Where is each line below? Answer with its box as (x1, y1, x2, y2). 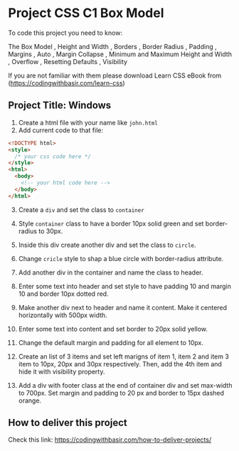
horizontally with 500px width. (18, 311, 107, 319)
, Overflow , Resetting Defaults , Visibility (8, 57, 127, 65)
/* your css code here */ (14, 153, 92, 160)
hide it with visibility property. (18, 367, 105, 376)
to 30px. (38, 226, 63, 235)
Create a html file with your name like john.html (18, 118, 159, 127)
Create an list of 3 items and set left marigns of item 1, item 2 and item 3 (18, 352, 230, 361)
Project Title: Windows (8, 100, 112, 112)
